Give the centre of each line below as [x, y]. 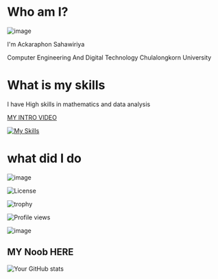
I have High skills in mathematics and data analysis [79, 104]
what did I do [45, 159]
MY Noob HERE [40, 252]
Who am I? [38, 12]
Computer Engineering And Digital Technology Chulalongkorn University [109, 57]
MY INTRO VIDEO [32, 117]
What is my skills [56, 85]
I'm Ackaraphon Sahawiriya [46, 44]
